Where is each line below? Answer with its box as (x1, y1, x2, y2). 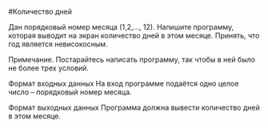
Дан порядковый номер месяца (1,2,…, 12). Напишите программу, (8, 22, 234, 31)
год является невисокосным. (8, 39, 108, 49)
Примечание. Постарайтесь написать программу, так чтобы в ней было (8, 55, 256, 64)
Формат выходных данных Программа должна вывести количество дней (8, 103, 260, 112)
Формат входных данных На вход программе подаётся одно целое (8, 79, 239, 88)
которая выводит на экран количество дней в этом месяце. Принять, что (8, 31, 260, 40)
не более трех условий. (8, 63, 90, 73)
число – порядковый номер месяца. (8, 87, 132, 97)
